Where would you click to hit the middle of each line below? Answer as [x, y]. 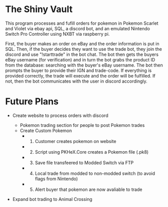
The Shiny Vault [39, 9]
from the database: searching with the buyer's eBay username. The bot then [84, 65]
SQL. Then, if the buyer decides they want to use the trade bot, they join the [83, 49]
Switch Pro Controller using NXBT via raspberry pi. [57, 34]
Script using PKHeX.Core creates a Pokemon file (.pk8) [92, 152]
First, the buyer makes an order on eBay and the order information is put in [82, 43]
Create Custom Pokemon [46, 130]
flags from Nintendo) [56, 179]
